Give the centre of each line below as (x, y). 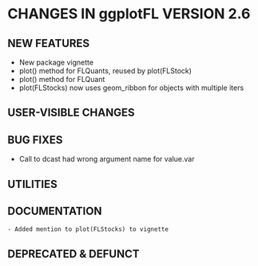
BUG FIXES (35, 140)
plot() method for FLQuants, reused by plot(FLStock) (105, 71)
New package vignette (56, 62)
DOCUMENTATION (55, 211)
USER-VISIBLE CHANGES (71, 113)
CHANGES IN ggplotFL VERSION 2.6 (129, 14)
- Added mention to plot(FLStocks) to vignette (88, 229)
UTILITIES (32, 184)
